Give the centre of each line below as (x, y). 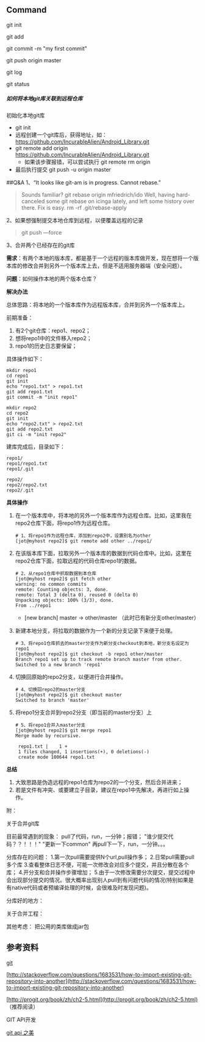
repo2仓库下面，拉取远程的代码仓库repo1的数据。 (77, 561)
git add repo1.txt (30, 392)
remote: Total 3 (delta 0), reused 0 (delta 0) (77, 595)
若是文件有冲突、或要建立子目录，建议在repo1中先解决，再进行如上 (99, 790)
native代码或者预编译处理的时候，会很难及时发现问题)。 (81, 887)
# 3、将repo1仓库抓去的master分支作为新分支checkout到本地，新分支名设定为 (102, 643)
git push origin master (34, 60)
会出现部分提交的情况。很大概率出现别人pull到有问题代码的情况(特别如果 (97, 880)
